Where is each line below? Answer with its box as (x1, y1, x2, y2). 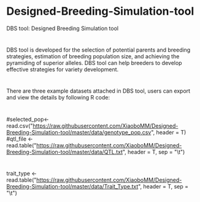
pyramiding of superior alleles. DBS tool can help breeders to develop (6, 60, 182, 67)
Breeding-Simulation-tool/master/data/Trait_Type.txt (6, 182, 139, 190)
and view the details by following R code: (6, 94, 110, 101)
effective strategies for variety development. (6, 66, 119, 73)
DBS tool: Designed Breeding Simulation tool (6, 25, 118, 32)
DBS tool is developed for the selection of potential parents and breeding (6, 46, 191, 53)
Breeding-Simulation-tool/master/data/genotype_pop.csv (6, 128, 152, 136)
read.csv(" (6, 122, 33, 130)
